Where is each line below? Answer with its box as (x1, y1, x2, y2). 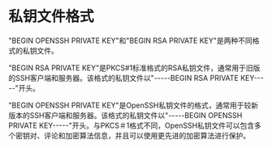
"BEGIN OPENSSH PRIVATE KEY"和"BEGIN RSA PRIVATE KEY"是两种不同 (8, 36, 253, 45)
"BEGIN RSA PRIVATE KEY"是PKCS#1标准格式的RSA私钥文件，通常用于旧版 (8, 62, 261, 73)
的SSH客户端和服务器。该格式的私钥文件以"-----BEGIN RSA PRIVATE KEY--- (8, 73, 264, 82)
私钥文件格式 (8, 7, 95, 26)
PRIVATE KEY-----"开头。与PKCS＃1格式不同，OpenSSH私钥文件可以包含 (8, 121, 255, 130)
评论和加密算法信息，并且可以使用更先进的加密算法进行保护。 (43, 130, 250, 140)
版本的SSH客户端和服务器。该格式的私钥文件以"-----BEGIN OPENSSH (8, 110, 243, 120)
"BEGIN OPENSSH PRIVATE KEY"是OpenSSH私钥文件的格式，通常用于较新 (8, 100, 258, 110)
